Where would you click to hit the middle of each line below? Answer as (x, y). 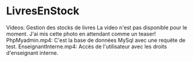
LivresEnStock (43, 11)
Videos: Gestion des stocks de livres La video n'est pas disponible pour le (97, 27)
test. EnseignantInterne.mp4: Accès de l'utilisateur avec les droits (87, 46)
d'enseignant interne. (32, 52)
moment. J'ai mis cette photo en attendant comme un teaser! (81, 33)
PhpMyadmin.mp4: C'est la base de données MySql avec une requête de (96, 40)
